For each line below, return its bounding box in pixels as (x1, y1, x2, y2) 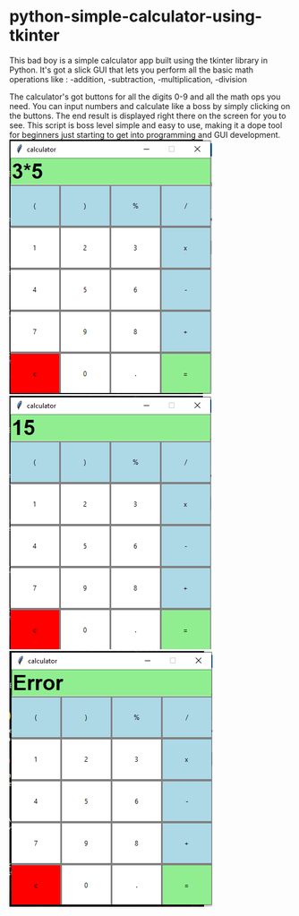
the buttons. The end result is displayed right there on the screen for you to (9, 110, 286, 121)
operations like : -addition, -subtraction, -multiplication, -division (9, 73, 248, 84)
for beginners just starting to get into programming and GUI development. (9, 129, 281, 140)
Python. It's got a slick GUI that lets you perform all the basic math (9, 64, 253, 75)
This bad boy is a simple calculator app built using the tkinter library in (9, 55, 269, 65)
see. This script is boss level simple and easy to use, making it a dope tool (9, 119, 283, 131)
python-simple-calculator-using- (9, 6, 262, 27)
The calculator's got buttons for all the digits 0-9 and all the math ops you (9, 91, 281, 102)
